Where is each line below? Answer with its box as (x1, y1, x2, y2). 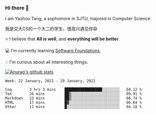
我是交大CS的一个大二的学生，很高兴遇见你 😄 (5, 26, 97, 32)
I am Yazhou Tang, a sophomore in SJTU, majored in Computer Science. (5, 16, 152, 22)
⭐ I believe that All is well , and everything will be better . (5, 36, 120, 42)
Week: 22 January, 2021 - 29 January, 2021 (5, 78, 96, 83)
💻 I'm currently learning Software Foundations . (5, 48, 101, 54)
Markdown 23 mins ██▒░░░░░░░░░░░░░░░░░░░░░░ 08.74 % (5, 96, 142, 101)
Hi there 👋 (5, 4, 30, 11)
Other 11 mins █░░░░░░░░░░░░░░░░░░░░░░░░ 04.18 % (5, 105, 142, 110)
